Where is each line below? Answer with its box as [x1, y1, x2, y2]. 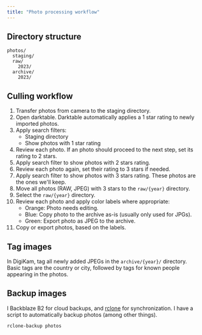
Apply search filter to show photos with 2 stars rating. [15, 159, 151, 167]
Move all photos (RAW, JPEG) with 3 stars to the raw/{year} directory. [15, 185, 190, 192]
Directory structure [7, 32, 82, 42]
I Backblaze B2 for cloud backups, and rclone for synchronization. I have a [7, 304, 193, 312]
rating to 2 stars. [15, 153, 57, 160]
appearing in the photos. [7, 271, 69, 278]
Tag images [7, 242, 52, 252]
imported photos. [15, 120, 60, 128]
